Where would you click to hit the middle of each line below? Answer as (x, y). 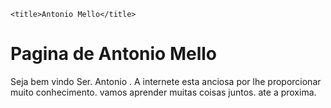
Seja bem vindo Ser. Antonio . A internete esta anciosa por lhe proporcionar (166, 81)
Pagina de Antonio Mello (114, 54)
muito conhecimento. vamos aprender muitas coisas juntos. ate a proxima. (163, 92)
